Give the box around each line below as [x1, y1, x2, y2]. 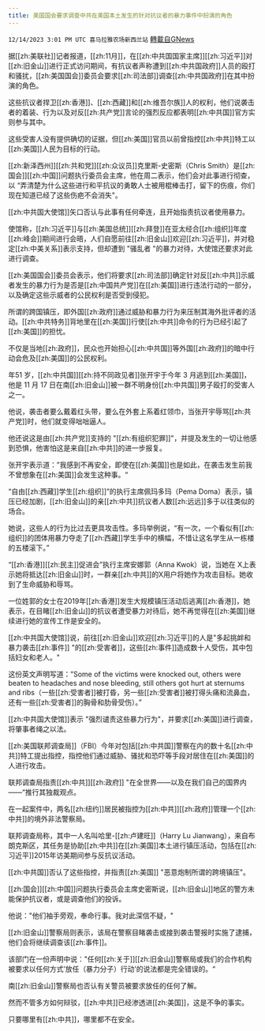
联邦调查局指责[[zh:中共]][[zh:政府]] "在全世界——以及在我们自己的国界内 [8, 777, 247, 787]
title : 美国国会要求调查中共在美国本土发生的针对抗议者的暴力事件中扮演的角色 [8, 11, 233, 20]
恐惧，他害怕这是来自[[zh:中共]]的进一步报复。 [14, 443, 167, 453]
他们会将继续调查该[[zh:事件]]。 [8, 937, 112, 946]
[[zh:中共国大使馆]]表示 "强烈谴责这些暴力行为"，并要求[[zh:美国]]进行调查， [8, 714, 257, 724]
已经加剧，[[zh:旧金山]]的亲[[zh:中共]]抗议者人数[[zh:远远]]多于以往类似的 [14, 496, 255, 506]
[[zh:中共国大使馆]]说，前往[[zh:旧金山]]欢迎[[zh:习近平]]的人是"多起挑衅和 [8, 633, 251, 642]
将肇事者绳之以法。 [8, 724, 71, 733]
